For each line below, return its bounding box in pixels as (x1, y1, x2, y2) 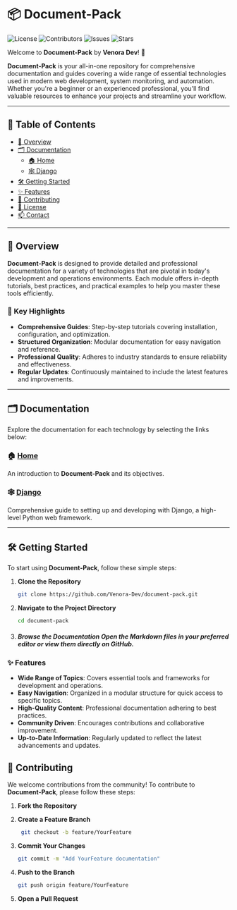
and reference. (17, 345, 61, 353)
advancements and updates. (17, 742, 101, 750)
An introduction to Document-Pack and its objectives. (7, 469, 164, 477)
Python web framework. (22, 513, 93, 522)
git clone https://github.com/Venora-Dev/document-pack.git (17, 591, 198, 598)
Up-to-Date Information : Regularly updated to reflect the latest (17, 734, 202, 742)
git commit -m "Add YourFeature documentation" (17, 855, 160, 862)
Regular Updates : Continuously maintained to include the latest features (17, 367, 229, 376)
